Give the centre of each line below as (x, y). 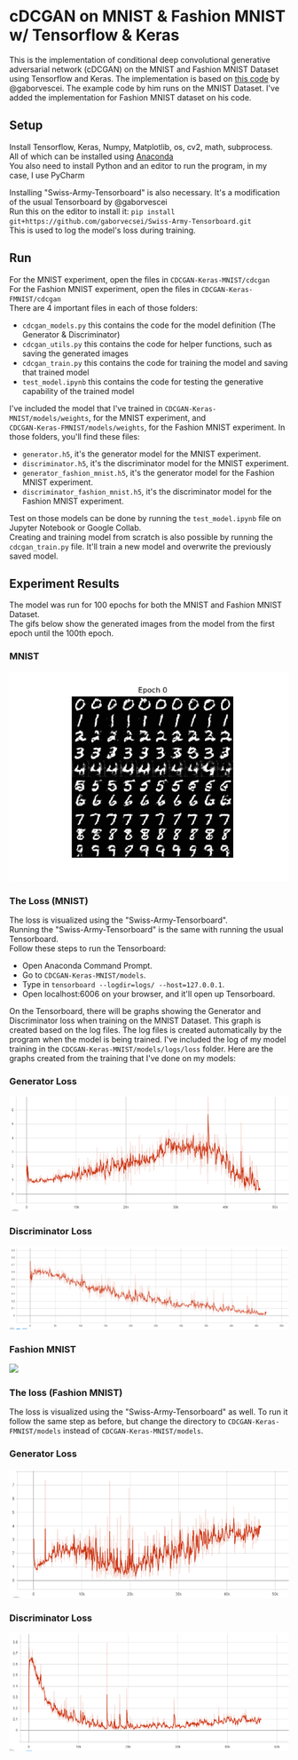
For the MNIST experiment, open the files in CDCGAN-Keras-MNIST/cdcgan (140, 279)
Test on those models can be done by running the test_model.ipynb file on (145, 518)
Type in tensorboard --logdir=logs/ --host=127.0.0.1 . (123, 984)
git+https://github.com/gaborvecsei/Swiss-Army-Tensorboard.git (130, 221)
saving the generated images (75, 353)
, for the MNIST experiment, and (147, 417)
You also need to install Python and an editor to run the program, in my (138, 165)
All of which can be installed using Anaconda (91, 156)
